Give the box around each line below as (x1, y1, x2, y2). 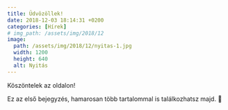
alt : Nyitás (13, 62, 49, 69)
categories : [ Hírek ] (7, 23, 67, 30)
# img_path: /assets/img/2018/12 (7, 29, 104, 37)
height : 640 (13, 56, 49, 63)
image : (7, 36, 26, 43)
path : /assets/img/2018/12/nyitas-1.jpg (13, 42, 132, 49)
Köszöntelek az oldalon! (7, 81, 76, 89)
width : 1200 (13, 49, 49, 56)
